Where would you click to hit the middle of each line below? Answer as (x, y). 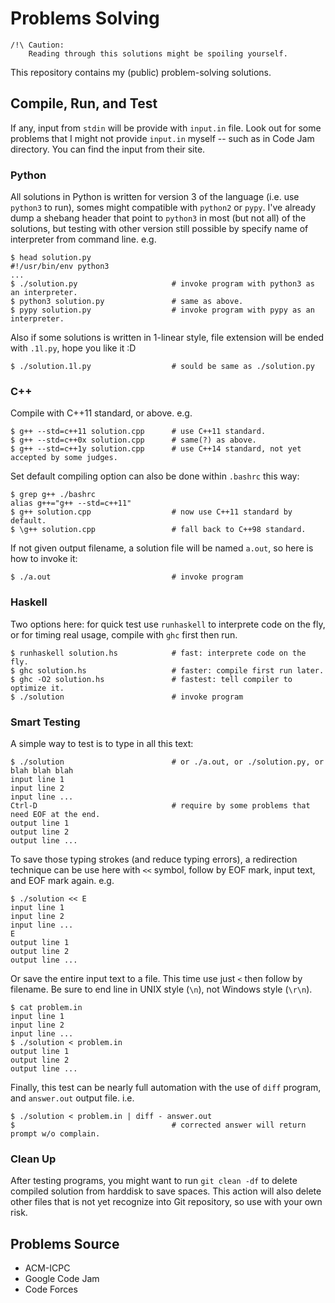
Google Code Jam (62, 1279)
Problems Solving (85, 18)
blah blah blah (42, 770)
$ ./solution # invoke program (127, 697)
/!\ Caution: (37, 45)
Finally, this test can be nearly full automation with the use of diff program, (166, 1087)
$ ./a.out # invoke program (127, 577)
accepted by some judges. (64, 458)
